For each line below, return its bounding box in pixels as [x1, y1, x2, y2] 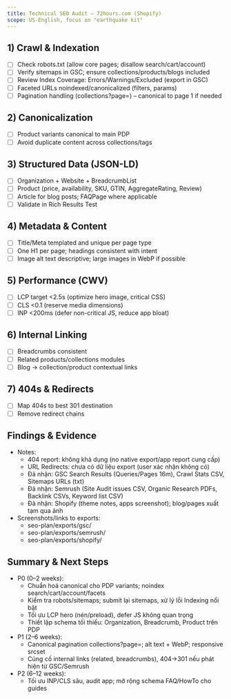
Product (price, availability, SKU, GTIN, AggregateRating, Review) [17, 184, 202, 193]
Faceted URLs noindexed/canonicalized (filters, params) [17, 83, 177, 92]
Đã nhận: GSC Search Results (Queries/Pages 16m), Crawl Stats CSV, [27, 470, 225, 478]
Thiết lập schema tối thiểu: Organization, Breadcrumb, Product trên [27, 618, 219, 627]
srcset [27, 647, 46, 656]
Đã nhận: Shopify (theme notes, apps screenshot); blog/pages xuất [27, 499, 219, 507]
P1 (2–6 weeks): [17, 633, 63, 641]
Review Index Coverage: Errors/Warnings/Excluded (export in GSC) [17, 76, 208, 84]
